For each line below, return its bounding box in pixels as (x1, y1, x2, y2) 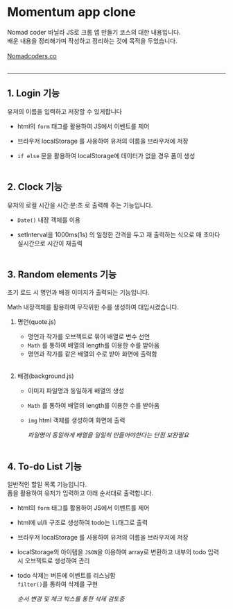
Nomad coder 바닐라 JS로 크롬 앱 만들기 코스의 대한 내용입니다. (7, 28, 182, 36)
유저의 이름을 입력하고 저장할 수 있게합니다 (7, 107, 123, 115)
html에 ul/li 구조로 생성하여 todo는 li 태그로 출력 (17, 518, 148, 527)
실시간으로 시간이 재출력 (17, 239, 83, 247)
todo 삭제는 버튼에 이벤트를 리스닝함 (17, 572, 116, 580)
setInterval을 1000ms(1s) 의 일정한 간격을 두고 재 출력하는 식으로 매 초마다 (17, 230, 221, 239)
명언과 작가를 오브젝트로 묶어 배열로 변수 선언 (27, 332, 150, 341)
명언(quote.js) (17, 318, 57, 326)
